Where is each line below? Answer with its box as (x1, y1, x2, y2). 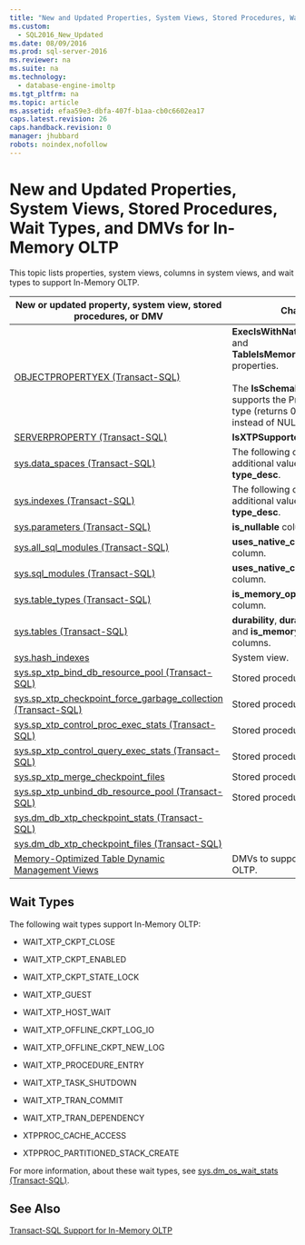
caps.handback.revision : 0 (9, 124, 112, 133)
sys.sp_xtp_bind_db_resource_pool (14, 665, 163, 678)
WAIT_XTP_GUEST (22, 989, 93, 1000)
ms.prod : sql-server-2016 (9, 47, 107, 56)
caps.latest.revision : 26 (9, 115, 107, 124)
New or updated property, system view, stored (15, 298, 222, 311)
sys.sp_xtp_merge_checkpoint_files (14, 770, 165, 782)
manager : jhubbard (9, 132, 79, 141)
